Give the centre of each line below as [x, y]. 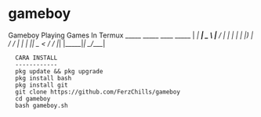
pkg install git [42, 85]
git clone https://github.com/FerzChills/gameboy [98, 92]
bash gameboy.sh [42, 105]
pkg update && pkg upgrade [59, 71]
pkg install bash [43, 78]
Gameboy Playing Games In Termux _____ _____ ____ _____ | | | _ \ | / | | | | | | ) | [130, 35]
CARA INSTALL [36, 58]
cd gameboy [33, 98]
